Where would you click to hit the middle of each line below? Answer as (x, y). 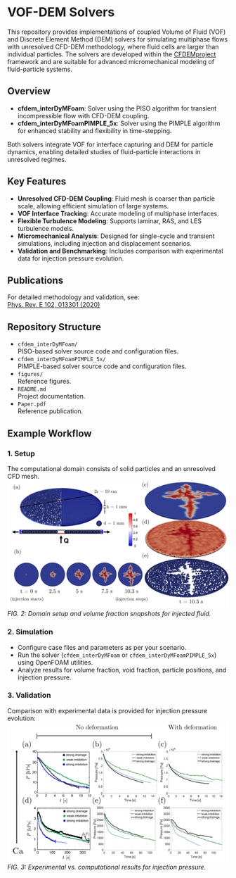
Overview (29, 91)
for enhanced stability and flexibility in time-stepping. (94, 130)
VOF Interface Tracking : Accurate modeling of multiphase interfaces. (118, 213)
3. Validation (29, 696)
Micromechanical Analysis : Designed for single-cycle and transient (116, 236)
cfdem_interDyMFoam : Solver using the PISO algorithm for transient (117, 108)
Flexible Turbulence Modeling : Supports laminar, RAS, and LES (110, 221)
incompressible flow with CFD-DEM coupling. (83, 115)
